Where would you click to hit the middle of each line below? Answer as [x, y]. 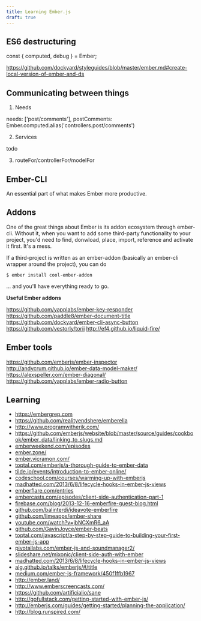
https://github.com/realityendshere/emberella [71, 421]
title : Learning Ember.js [38, 12]
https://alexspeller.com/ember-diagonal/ [56, 374]
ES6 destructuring [41, 42]
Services [26, 137]
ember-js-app [32, 542]
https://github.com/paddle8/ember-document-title [68, 316]
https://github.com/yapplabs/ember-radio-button [67, 381]
